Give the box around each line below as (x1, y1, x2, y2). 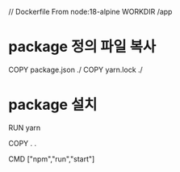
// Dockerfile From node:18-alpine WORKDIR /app (8, 7, 173, 16)
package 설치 (8, 96, 98, 114)
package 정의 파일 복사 (8, 38, 156, 56)
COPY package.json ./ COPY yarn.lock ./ (8, 65, 143, 74)
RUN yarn (8, 123, 41, 132)
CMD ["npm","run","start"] (8, 153, 95, 164)
